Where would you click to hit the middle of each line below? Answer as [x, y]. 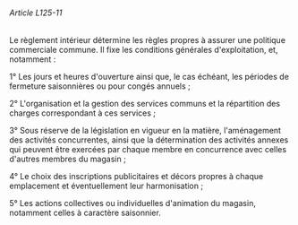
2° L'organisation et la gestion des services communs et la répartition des [145, 104]
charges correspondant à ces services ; [83, 113]
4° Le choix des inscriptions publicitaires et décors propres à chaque [136, 177]
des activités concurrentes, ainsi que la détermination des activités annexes [149, 140]
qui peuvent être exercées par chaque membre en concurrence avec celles [148, 150]
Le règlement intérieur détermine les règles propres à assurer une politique [148, 40]
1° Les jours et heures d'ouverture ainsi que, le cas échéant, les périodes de [149, 77]
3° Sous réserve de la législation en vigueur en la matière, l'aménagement [145, 131]
